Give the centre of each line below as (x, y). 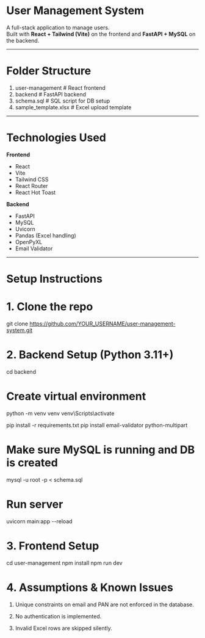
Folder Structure (49, 71)
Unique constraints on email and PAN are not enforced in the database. (104, 604)
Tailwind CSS (32, 179)
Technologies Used (56, 138)
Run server (35, 504)
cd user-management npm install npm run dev (65, 563)
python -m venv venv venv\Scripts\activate (60, 413)
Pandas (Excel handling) (45, 235)
